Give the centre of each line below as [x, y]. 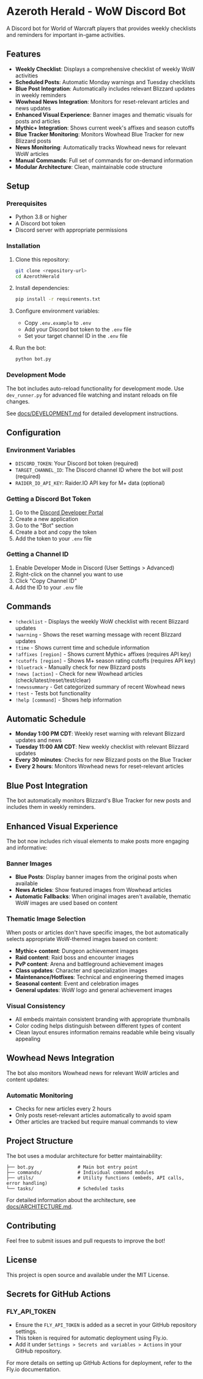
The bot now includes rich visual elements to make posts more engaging [98, 841]
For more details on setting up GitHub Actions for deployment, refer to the [99, 1363]
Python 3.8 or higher [41, 217]
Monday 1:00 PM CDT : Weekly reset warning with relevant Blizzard [100, 734]
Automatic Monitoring [40, 1095]
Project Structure [40, 1141]
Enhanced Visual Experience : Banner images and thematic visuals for [104, 114]
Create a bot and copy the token [56, 532]
